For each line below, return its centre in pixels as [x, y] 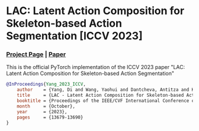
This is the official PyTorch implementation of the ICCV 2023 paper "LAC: [96, 67]
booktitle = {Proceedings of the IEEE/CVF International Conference [103, 101]
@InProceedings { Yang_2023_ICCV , [46, 84]
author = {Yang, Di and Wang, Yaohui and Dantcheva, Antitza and [103, 90]
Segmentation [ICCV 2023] [75, 36]
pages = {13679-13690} [50, 117]
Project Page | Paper [36, 54]
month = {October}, [46, 106]
